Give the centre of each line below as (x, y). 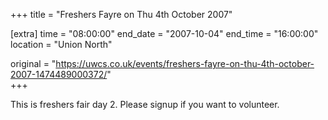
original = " (33, 63)
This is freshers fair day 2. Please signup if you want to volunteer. (145, 104)
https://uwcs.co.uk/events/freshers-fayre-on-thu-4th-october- (185, 63)
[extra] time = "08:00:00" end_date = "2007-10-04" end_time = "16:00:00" (164, 33)
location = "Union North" (61, 44)
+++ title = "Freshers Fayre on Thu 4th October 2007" (121, 14)
